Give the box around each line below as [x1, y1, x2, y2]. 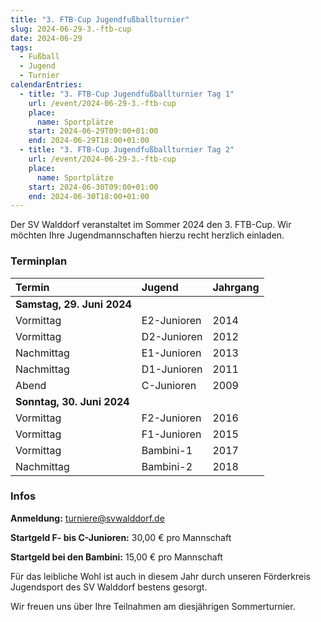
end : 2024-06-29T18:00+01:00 [28, 136, 150, 146]
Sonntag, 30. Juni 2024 [15, 394, 130, 408]
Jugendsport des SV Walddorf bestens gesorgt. [10, 581, 208, 593]
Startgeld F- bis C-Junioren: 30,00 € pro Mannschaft [10, 531, 232, 543]
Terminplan [10, 254, 68, 268]
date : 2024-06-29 [10, 33, 83, 43]
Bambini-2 [141, 459, 193, 473]
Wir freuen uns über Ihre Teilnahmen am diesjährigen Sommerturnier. [10, 600, 296, 612]
